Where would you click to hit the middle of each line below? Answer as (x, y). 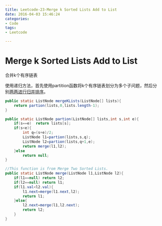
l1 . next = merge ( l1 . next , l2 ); (51, 192)
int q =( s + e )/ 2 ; (38, 133)
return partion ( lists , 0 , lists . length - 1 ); (57, 105)
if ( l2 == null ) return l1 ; (39, 182)
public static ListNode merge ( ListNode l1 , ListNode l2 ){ (64, 174)
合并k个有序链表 (21, 75)
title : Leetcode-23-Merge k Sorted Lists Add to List (61, 10)
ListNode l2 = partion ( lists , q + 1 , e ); (59, 142)
